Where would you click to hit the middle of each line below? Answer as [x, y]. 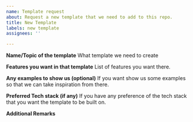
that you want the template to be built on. [56, 102]
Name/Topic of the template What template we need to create [82, 55]
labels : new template [33, 28]
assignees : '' [24, 34]
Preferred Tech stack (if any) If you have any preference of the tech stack [97, 96]
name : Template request [35, 11]
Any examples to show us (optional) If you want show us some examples [96, 78]
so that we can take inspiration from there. [58, 85]
